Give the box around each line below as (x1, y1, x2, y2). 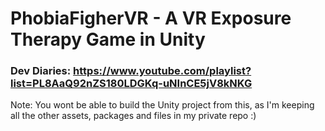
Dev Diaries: (10, 64, 72, 78)
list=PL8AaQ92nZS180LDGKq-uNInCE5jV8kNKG (10, 77, 253, 91)
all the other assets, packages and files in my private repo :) (10, 110, 257, 122)
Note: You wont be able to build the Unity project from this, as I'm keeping (10, 99, 315, 111)
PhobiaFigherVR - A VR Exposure (10, 7, 292, 30)
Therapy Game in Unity (10, 28, 206, 51)
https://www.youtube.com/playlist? (73, 64, 252, 78)
